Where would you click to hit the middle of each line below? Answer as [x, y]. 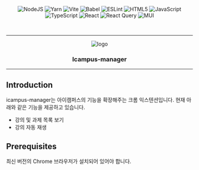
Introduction [30, 85]
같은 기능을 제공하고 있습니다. [51, 107]
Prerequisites [31, 146]
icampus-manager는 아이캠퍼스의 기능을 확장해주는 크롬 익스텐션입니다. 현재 [96, 100]
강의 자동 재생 [31, 127]
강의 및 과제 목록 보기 [39, 120]
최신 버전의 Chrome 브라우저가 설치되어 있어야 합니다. [69, 161]
